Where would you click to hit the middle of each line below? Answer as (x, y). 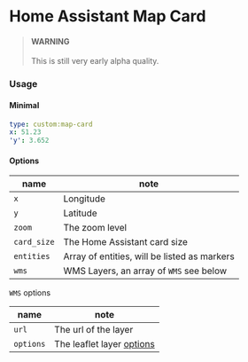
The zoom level (95, 228)
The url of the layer (94, 330)
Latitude (80, 213)
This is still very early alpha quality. (95, 61)
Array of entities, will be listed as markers (149, 256)
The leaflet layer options (105, 344)
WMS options (30, 293)
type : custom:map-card (51, 124)
